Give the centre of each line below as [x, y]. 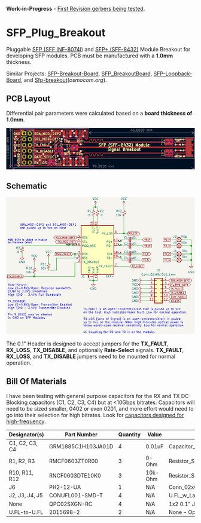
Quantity [130, 435]
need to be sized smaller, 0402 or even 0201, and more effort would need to [100, 408]
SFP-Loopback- [173, 74]
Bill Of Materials [36, 382]
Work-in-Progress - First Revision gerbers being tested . [76, 9]
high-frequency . [26, 421]
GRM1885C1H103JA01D [81, 446]
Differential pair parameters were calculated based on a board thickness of [99, 113]
